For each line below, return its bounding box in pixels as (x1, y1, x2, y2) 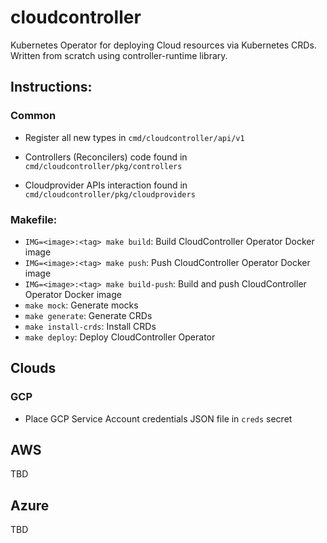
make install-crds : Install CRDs (24, 320, 157, 332)
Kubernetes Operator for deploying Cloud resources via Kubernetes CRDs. (10, 39, 317, 51)
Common (10, 109, 57, 123)
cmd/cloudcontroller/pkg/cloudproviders (24, 189, 196, 200)
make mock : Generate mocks (24, 299, 139, 311)
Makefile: (10, 212, 58, 226)
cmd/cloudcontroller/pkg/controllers (24, 161, 183, 171)
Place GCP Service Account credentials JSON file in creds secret (24, 412, 293, 425)
